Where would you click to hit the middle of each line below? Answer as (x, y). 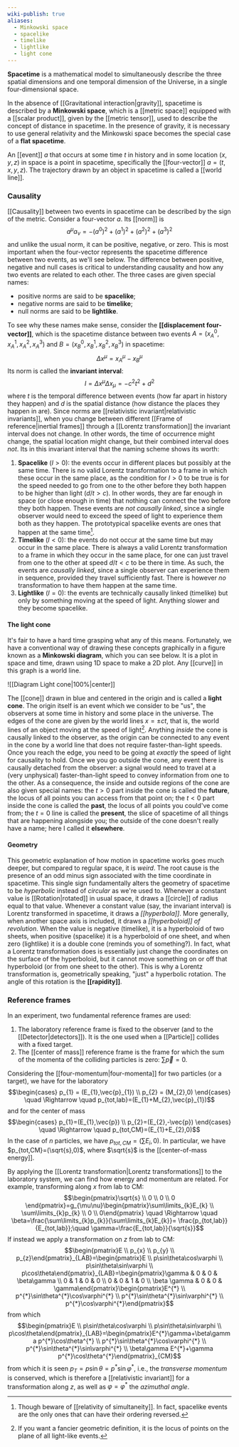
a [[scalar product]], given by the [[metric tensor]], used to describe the (113, 118)
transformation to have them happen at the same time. (97, 586)
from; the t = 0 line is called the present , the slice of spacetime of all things (118, 813)
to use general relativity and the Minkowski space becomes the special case (119, 133)
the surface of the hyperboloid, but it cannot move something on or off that (117, 959)
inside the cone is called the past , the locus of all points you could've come (118, 805)
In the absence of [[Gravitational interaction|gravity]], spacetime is (105, 103)
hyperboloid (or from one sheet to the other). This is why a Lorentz (105, 966)
